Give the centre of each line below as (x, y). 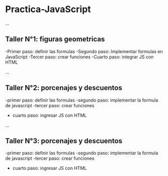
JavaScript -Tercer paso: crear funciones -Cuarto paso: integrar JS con (79, 57)
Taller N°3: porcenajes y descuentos (64, 141)
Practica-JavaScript (48, 9)
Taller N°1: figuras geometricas (55, 39)
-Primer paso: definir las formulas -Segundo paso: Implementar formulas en (84, 51)
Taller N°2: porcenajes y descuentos (64, 88)
